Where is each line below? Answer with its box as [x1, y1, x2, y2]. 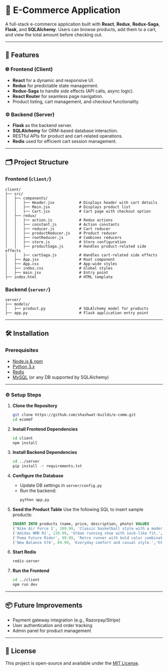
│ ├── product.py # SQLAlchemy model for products [5, 306, 149, 311]
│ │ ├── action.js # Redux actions [5, 217, 113, 222]
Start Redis [12, 549, 36, 555]
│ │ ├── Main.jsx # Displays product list [5, 204, 131, 209]
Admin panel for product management [12, 627, 91, 633]
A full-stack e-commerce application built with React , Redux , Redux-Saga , [5, 21, 160, 27]
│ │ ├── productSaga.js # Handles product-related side [5, 243, 146, 249]
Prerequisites [5, 347, 38, 354]
